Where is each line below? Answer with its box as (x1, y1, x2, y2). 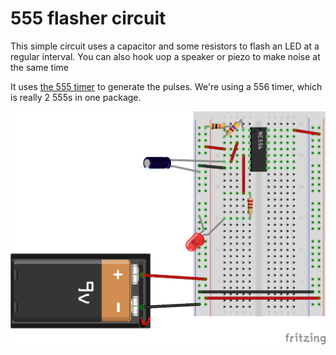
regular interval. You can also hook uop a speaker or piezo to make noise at (10, 50, 321, 62)
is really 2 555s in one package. (10, 91, 142, 103)
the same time (10, 61, 69, 73)
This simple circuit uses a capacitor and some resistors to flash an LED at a (10, 40, 320, 52)
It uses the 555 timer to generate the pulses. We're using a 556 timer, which (10, 80, 323, 92)
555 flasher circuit (10, 7, 167, 30)
